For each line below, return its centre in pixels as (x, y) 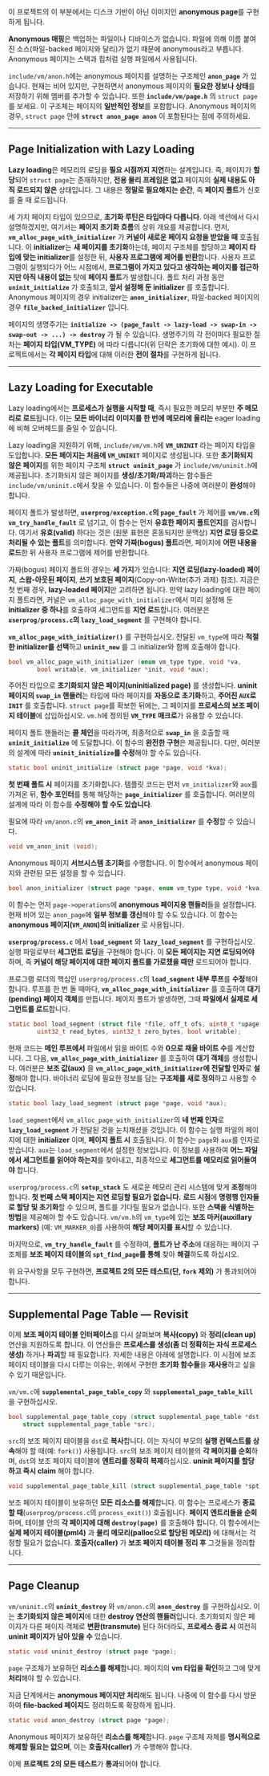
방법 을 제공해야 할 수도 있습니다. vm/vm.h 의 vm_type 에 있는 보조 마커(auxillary (130, 1217)
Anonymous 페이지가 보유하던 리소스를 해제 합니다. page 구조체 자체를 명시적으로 (134, 1737)
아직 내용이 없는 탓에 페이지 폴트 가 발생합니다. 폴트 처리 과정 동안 (124, 277)
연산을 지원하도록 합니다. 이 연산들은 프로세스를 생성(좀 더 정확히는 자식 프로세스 (133, 1345)
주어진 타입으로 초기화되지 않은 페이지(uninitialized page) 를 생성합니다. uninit (133, 685)
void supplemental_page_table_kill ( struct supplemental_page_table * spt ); (137, 1486)
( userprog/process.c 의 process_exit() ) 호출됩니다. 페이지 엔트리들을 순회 (140, 1513)
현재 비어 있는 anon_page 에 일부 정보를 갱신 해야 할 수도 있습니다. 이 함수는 (123, 914)
